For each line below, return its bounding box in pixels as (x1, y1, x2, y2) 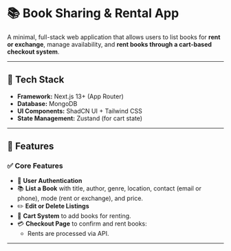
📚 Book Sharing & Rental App (7, 6, 179, 21)
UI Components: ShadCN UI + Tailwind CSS (16, 107, 142, 115)
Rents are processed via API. (27, 230, 109, 238)
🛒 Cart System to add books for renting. (16, 212, 132, 220)
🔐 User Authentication (16, 177, 82, 185)
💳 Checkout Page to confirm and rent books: (16, 219, 148, 228)
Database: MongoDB (16, 99, 78, 107)
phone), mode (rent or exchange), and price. (16, 194, 143, 203)
